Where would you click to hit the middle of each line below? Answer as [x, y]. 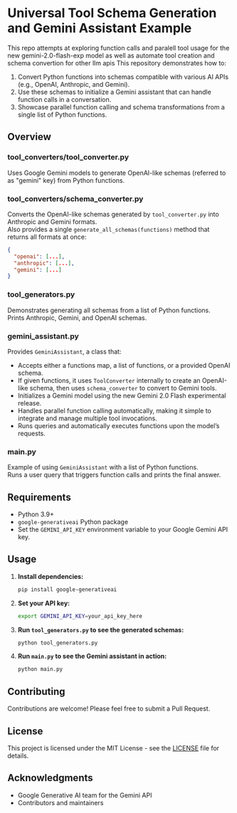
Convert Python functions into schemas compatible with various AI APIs [123, 77]
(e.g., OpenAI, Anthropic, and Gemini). [74, 84]
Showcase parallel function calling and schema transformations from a [121, 107]
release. [30, 403]
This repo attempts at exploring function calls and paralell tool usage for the [118, 48]
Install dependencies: [51, 576]
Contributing [36, 691]
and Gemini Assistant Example [100, 28]
